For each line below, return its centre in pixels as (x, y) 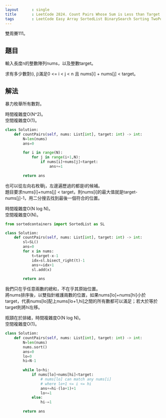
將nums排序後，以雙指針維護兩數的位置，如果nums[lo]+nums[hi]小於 (76, 295)
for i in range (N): (43, 153)
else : (37, 398)
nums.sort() (35, 347)
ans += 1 (56, 166)
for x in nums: (39, 251)
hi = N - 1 (30, 361)
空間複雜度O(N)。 (23, 215)
